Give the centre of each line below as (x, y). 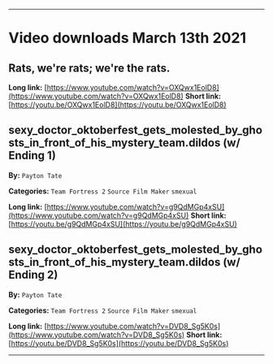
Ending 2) (33, 275)
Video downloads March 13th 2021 (127, 38)
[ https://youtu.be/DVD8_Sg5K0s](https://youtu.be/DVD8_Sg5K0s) (119, 343)
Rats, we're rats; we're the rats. (89, 68)
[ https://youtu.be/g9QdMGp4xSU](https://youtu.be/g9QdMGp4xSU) (123, 223)
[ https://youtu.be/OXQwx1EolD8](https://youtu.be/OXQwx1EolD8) (117, 105)
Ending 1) (32, 156)
